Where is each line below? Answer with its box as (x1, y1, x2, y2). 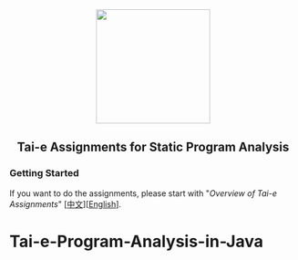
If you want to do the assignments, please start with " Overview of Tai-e (9, 187, 278, 199)
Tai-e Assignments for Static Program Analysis (16, 140, 290, 155)
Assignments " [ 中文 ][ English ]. (9, 198, 121, 209)
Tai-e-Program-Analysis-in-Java (9, 231, 264, 252)
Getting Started (9, 167, 79, 180)
